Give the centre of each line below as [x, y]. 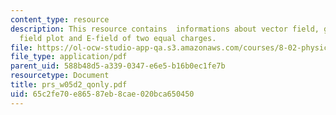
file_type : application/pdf [69, 57]
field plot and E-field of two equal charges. [118, 38]
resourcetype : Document [60, 76]
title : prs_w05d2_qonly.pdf [69, 85]
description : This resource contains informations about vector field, [165, 29]
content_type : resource [60, 19]
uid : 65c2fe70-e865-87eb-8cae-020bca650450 [102, 94]
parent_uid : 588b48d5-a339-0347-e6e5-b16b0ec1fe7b [118, 66]
